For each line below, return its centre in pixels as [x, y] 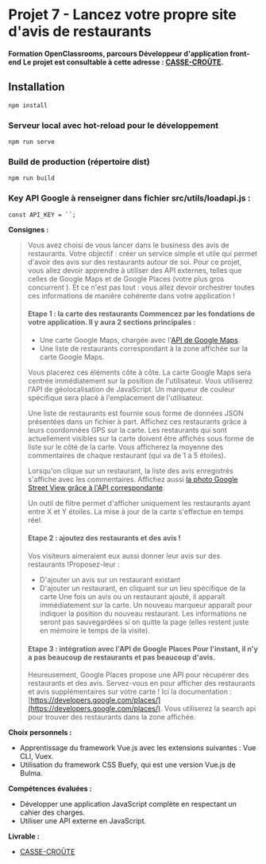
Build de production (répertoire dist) [79, 162]
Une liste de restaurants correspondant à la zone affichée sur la [144, 348]
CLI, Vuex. [37, 757]
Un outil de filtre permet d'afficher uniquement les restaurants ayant [139, 503]
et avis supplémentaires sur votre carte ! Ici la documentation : [130, 692]
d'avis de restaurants [80, 31]
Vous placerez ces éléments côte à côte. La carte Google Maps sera [139, 372]
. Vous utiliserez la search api [208, 709]
